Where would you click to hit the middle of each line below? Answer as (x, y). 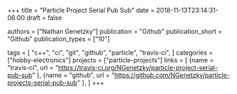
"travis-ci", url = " (33, 67)
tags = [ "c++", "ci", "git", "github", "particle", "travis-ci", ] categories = (110, 53)
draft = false (44, 18)
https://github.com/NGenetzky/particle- (172, 75)
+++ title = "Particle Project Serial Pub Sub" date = (81, 10)
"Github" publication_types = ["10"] (59, 39)
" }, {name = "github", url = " (73, 75)
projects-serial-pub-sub (42, 83)
